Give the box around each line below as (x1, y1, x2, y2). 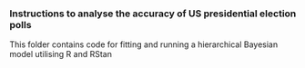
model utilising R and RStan (9, 49, 112, 60)
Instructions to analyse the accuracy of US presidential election (9, 7, 297, 20)
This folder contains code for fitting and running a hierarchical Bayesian (9, 39, 279, 50)
